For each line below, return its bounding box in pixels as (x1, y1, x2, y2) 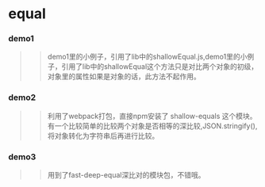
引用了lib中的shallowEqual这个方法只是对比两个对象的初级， (61, 62, 259, 71)
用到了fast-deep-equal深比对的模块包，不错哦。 (47, 170, 205, 180)
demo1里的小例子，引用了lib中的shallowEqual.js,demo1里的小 (47, 52, 248, 62)
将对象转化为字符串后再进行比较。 (47, 131, 159, 140)
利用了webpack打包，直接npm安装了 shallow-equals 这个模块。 (47, 111, 257, 120)
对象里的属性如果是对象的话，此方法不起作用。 (47, 72, 201, 82)
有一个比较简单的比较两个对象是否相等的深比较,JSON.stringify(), (47, 120, 258, 131)
